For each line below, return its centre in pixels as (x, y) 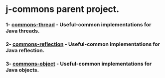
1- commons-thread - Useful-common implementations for (79, 25)
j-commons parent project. (63, 9)
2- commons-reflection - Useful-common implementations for (83, 44)
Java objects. (22, 70)
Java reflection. (25, 51)
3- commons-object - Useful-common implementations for (79, 64)
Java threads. (23, 31)
